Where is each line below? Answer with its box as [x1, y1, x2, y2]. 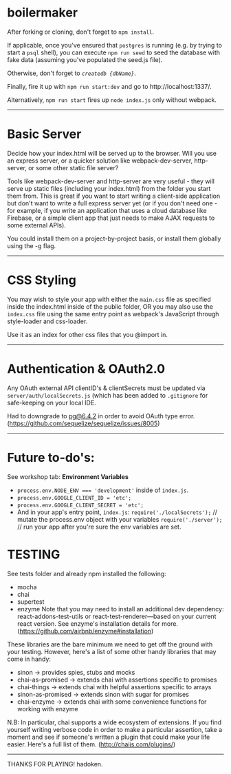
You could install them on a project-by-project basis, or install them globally [7, 234, 221, 243]
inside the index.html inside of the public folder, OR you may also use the [7, 302, 214, 311]
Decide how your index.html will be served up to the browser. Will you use [7, 149, 217, 157]
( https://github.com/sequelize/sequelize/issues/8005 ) [7, 419, 160, 427]
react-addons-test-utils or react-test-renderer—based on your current [16, 612, 217, 620]
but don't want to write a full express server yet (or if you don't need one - [7, 198, 218, 207]
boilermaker [7, 5, 78, 21]
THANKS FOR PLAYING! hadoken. [7, 760, 103, 768]
